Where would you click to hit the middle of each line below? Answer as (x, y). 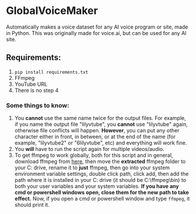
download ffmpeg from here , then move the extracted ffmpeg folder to (100, 162)
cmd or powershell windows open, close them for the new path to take (102, 192)
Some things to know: (38, 105)
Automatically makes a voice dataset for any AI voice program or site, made (97, 27)
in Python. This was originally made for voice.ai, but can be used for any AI (96, 33)
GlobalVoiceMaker (52, 11)
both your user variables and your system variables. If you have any (97, 186)
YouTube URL (31, 84)
